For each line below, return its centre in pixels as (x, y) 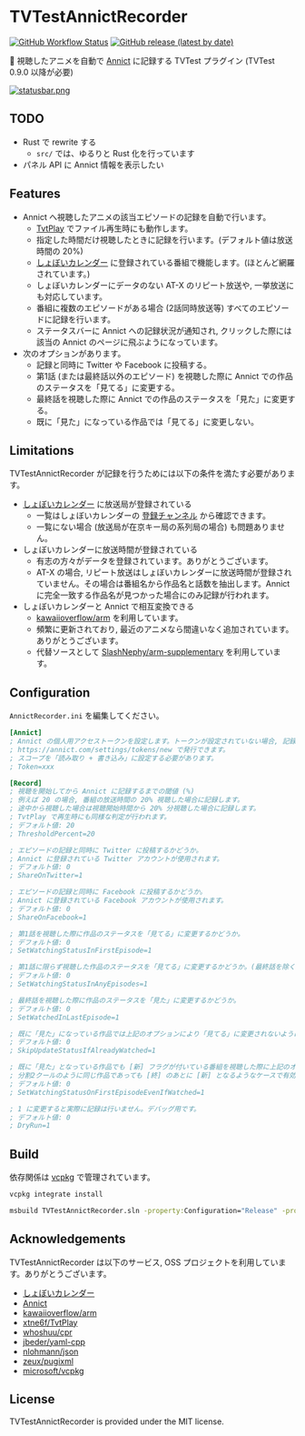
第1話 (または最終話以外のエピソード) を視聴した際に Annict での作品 (164, 376)
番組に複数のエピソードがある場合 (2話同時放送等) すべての (147, 307)
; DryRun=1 (30, 1126)
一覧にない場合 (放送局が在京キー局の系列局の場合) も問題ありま (157, 527)
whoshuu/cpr (47, 1332)
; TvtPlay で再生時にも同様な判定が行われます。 (90, 817)
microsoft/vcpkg (53, 1371)
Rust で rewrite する (59, 142)
